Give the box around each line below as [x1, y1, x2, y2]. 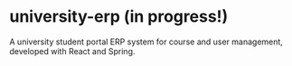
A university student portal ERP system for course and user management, [9, 36, 283, 47]
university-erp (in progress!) [9, 6, 229, 27]
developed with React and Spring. [9, 45, 136, 56]
